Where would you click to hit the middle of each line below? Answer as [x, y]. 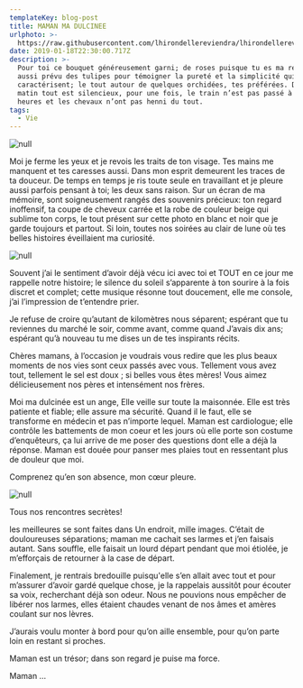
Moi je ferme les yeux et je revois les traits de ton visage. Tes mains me [142, 161]
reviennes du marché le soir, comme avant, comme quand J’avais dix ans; [147, 329]
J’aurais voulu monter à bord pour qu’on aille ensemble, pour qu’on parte [144, 631]
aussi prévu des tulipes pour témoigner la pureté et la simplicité [149, 77]
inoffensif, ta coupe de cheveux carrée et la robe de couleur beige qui [139, 209]
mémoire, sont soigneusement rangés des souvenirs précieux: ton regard [146, 200]
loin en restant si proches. [58, 641]
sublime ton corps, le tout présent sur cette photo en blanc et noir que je [144, 219]
